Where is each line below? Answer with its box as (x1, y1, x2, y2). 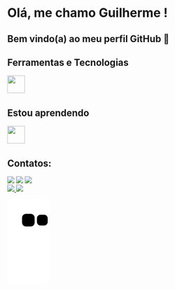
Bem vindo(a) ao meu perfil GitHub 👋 (7, 33, 170, 45)
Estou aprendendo (7, 107, 90, 119)
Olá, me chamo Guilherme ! (7, 5, 168, 21)
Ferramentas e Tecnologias (7, 56, 129, 68)
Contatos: (7, 157, 52, 169)
